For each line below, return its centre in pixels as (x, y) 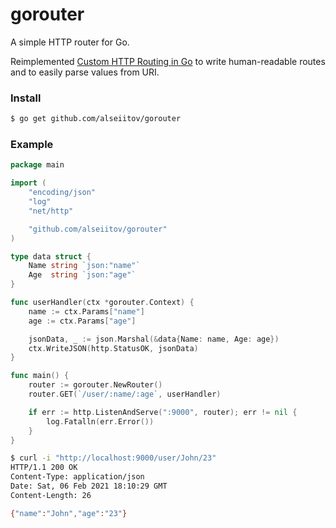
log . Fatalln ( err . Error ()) (100, 421)
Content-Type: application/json (77, 477)
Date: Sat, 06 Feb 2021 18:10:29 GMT (89, 486)
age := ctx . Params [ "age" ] (82, 321)
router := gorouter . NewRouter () (95, 385)
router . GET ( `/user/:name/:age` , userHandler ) (125, 394)
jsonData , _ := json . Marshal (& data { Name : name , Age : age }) (154, 339)
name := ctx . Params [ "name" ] (86, 311)
